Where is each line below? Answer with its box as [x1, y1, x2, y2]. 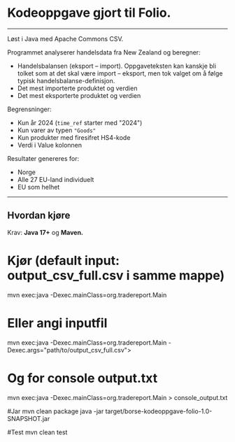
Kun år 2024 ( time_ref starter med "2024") [17, 118, 143, 127]
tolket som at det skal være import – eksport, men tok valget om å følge [17, 69, 223, 78]
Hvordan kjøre [7, 210, 71, 222]
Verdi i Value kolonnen [17, 141, 83, 149]
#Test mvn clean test [7, 428, 68, 436]
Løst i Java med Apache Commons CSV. [7, 34, 124, 43]
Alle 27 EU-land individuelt [17, 175, 94, 183]
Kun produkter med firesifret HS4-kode [17, 133, 131, 141]
